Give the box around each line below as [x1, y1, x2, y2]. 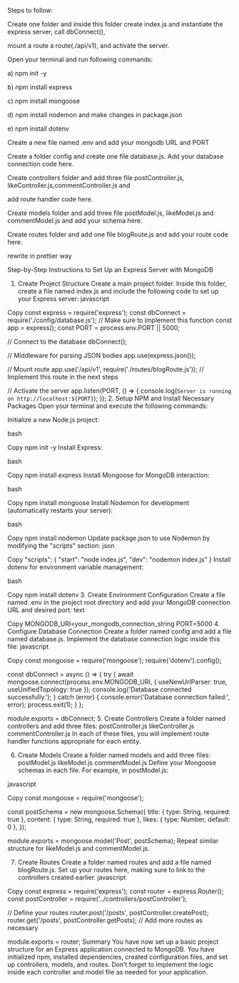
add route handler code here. [7, 195, 93, 203]
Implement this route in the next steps [7, 373, 119, 381]
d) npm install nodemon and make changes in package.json [7, 111, 183, 119]
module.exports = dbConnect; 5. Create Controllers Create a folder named [7, 714, 226, 722]
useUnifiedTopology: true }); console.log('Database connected [7, 685, 192, 694]
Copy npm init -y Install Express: [7, 443, 103, 451]
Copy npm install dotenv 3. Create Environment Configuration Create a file [7, 591, 226, 599]
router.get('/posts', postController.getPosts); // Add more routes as [7, 916, 203, 924]
